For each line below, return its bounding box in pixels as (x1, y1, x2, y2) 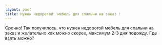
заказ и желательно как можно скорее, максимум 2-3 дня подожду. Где (5, 30, 157, 36)
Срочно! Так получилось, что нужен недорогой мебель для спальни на (5, 25, 154, 30)
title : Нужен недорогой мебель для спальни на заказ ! (5, 12, 121, 16)
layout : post (5, 7, 32, 12)
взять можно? (5, 35, 35, 41)
